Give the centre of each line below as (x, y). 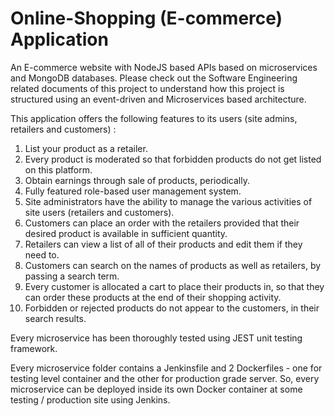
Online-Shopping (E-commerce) (146, 18)
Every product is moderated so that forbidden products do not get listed (173, 159)
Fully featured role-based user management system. (133, 191)
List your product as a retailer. (86, 148)
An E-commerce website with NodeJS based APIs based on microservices (164, 67)
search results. (55, 318)
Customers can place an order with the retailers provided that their (162, 223)
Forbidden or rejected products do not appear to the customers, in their (172, 308)
